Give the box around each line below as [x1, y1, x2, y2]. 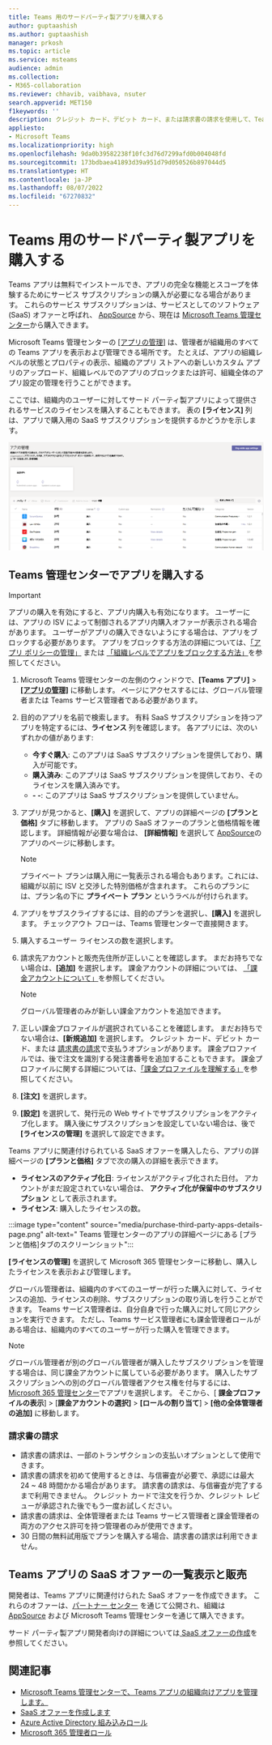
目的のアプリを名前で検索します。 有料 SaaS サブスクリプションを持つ [19, 712, 256, 722]
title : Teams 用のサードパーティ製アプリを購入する [8, 13, 164, 21]
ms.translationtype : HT [8, 167, 89, 175]
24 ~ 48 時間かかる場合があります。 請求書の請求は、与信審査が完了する [19, 1481, 263, 1491]
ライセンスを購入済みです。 [32, 780, 124, 790]
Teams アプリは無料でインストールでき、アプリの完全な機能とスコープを [8, 279, 252, 289]
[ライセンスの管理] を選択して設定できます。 [19, 1128, 169, 1138]
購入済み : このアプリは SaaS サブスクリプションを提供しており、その [32, 770, 263, 779]
